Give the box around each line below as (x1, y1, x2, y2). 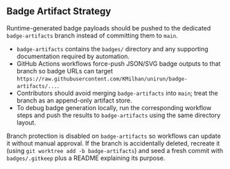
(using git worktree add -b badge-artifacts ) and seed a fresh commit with (6, 146, 223, 154)
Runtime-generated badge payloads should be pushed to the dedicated (6, 24, 211, 32)
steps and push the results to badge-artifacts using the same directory (16, 111, 221, 119)
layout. (16, 118, 36, 127)
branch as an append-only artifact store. (16, 96, 132, 105)
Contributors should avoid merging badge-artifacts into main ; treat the (16, 89, 219, 97)
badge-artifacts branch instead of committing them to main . (6, 31, 178, 39)
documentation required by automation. (16, 52, 130, 60)
